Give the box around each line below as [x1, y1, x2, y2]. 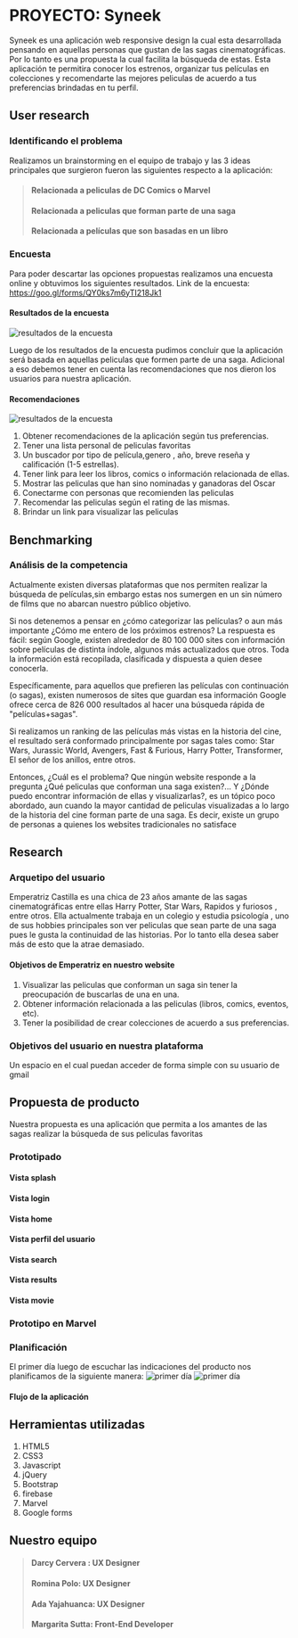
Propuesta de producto [9, 1095, 140, 1110]
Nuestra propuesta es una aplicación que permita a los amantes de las [9, 1118, 268, 1129]
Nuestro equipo [9, 1533, 98, 1548]
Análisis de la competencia [9, 559, 129, 572]
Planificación [9, 1341, 68, 1354]
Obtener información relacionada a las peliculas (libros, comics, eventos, [21, 998, 289, 1008]
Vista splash [9, 1173, 56, 1183]
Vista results [9, 1274, 58, 1285]
